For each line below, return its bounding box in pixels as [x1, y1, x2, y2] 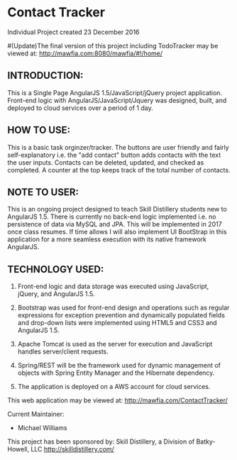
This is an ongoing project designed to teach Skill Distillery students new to [7, 205, 227, 214]
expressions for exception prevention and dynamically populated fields [17, 311, 226, 319]
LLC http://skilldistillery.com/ [31, 445, 115, 454]
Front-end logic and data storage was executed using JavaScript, [17, 282, 209, 291]
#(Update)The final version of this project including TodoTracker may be [7, 41, 219, 50]
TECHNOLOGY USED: [7, 263, 104, 275]
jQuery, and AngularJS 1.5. [17, 290, 95, 298]
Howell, [7, 445, 30, 454]
